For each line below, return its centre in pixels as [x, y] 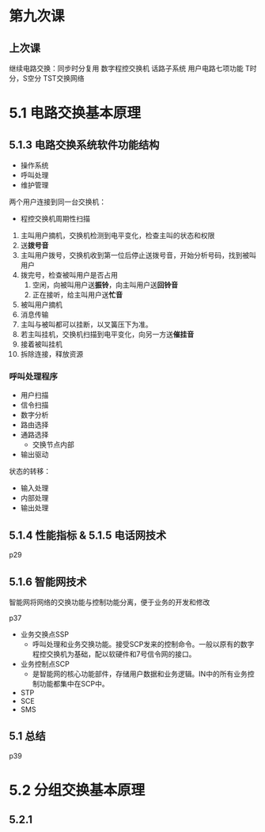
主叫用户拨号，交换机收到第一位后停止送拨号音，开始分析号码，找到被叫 [138, 255]
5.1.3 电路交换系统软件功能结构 [84, 144]
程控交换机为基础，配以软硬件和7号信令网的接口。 [114, 654]
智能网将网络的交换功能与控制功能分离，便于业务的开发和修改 [110, 602]
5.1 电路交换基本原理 [75, 113]
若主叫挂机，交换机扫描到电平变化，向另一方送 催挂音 [107, 334]
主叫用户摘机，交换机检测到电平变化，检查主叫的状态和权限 [117, 235]
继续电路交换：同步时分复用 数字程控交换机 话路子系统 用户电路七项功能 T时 [133, 68]
